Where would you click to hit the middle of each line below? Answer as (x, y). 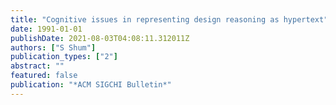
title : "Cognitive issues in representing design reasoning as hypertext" (169, 19)
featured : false (44, 76)
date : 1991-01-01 (46, 29)
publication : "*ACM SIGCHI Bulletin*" (91, 85)
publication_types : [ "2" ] (64, 57)
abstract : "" (37, 66)
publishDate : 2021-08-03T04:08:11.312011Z (100, 38)
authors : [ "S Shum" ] (53, 47)
